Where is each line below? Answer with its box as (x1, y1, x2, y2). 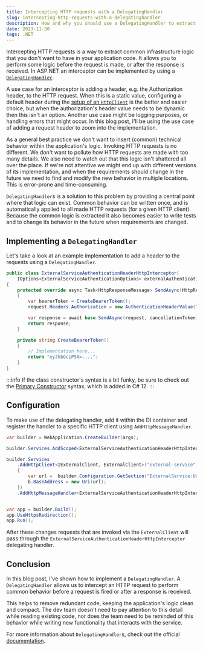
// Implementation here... (28, 348, 96, 354)
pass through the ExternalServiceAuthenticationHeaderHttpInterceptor (6, 535, 185, 542)
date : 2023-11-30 (6, 25, 50, 32)
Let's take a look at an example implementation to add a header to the (6, 252, 180, 259)
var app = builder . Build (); (6, 506, 77, 512)
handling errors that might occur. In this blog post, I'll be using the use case (6, 118, 195, 125)
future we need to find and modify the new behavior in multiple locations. (6, 174, 188, 182)
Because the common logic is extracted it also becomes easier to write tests (6, 212, 196, 219)
